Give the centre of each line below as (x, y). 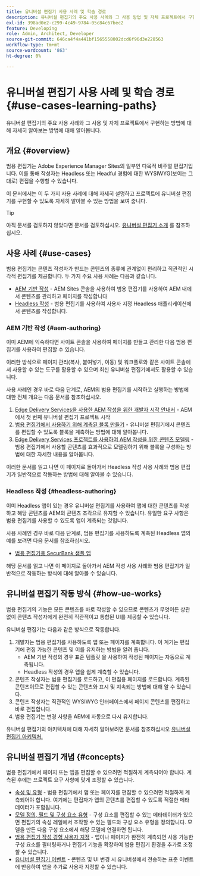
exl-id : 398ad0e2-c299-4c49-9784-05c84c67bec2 (65, 23)
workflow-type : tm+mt (33, 45)
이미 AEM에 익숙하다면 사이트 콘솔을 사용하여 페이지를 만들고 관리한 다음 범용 (96, 342)
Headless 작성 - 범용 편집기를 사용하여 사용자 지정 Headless (85, 304)
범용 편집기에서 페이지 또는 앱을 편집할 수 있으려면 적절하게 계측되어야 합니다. (96, 772)
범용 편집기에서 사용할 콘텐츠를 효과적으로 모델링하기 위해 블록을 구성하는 (100, 447)
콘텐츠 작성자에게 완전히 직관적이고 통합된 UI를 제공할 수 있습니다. (94, 617)
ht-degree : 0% (24, 56)
